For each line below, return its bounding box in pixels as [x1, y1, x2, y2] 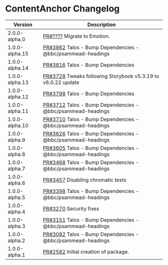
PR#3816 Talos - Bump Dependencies [42, 61, 134, 68]
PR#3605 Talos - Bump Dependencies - [42, 144, 139, 151]
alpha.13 [7, 78, 29, 85]
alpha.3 [7, 222, 25, 229]
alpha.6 [7, 179, 25, 186]
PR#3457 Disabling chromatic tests [42, 176, 126, 183]
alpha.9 [7, 136, 25, 143]
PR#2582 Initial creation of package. [42, 248, 129, 255]
